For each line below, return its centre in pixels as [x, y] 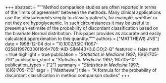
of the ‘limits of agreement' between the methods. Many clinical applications [83, 12]
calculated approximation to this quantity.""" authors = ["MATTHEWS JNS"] [82, 39]
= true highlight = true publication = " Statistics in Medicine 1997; [71, 54]
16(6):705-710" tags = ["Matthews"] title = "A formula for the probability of [81, 70]
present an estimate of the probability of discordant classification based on [82, 28]
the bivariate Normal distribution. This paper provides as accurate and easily [83, 33]
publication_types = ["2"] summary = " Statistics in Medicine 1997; [72, 65]
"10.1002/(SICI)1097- [77, 44]
